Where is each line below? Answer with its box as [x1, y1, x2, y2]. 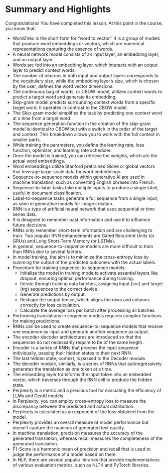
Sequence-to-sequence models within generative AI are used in [12, 174, 145, 180]
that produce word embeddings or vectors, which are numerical [12, 40, 144, 46]
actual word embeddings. [12, 158, 65, 164]
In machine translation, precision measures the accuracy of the [12, 430, 143, 436]
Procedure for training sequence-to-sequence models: [12, 265, 126, 271]
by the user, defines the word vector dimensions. [12, 83, 114, 89]
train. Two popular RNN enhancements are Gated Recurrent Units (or [12, 232, 155, 239]
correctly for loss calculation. [20, 302, 80, 308]
